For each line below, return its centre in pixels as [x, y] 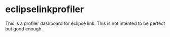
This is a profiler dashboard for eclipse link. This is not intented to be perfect [85, 23]
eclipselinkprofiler [45, 9]
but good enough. [24, 28]
